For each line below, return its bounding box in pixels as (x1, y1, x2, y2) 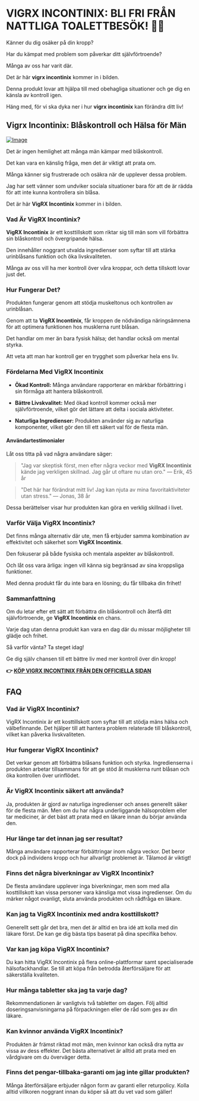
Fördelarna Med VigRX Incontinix (6, 368, 104, 376)
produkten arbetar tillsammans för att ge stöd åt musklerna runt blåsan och (6, 765, 190, 773)
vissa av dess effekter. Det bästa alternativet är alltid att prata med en (6, 1047, 176, 1054)
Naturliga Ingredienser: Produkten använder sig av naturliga (14, 417, 164, 424)
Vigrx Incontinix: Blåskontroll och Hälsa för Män (6, 120, 187, 131)
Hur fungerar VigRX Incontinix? (6, 746, 99, 754)
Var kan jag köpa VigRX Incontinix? (6, 945, 110, 953)
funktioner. (6, 568, 33, 575)
